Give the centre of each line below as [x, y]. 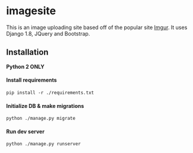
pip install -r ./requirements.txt [50, 93]
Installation [27, 52]
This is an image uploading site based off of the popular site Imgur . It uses [97, 27]
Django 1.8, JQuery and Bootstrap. [48, 33]
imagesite [31, 11]
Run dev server [25, 131]
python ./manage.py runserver [44, 144]
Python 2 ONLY [25, 66]
